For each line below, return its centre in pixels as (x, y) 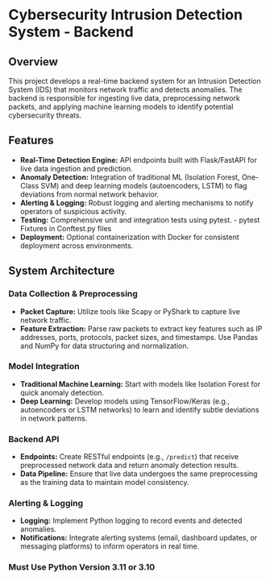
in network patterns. (54, 418)
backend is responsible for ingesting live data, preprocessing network (124, 98)
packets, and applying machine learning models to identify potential (121, 107)
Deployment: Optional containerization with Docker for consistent (129, 237)
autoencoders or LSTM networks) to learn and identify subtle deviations (139, 409)
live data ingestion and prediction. (76, 168)
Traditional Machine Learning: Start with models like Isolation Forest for (140, 383)
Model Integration (44, 367)
